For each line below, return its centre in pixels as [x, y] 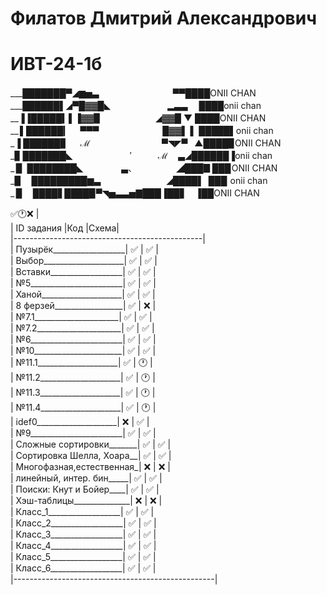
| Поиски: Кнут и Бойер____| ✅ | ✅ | [85, 489]
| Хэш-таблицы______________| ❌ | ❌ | [86, 501]
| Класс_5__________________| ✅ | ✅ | [83, 557]
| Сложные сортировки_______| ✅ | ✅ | [91, 444]
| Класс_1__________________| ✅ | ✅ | [82, 512]
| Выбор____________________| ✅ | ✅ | [84, 261]
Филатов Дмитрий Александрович [163, 18]
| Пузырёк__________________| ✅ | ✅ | [85, 249]
